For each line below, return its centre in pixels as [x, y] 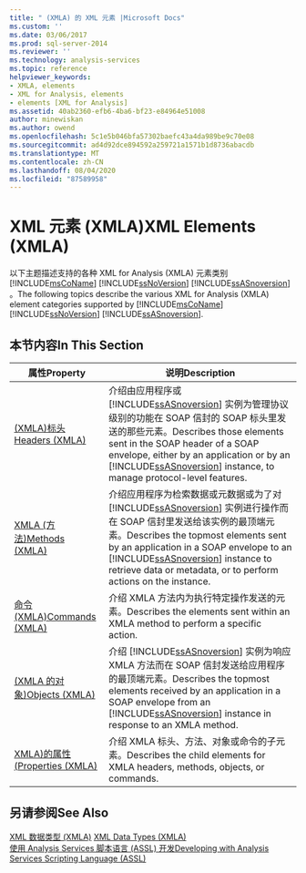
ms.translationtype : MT [55, 153]
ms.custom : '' [36, 26]
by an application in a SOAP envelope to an [200, 547]
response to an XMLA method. [173, 725]
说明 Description [200, 373]
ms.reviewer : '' [40, 52]
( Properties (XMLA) [56, 766]
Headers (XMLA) [50, 440]
